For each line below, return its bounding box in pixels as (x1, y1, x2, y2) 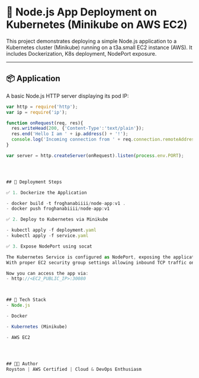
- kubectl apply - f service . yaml (6, 233, 89, 239)
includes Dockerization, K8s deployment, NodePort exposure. (6, 50, 157, 57)
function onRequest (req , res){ (6, 120, 84, 126)
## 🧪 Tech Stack (6, 297, 46, 303)
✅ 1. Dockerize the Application (6, 190, 87, 196)
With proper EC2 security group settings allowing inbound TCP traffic (6, 260, 187, 265)
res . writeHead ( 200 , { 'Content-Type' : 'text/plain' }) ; (11, 126, 145, 132)
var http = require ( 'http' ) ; (6, 104, 78, 110)
